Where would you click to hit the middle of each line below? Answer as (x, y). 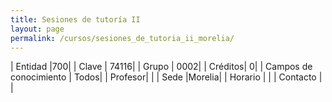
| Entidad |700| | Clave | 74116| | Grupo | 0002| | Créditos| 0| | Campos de (161, 67)
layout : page (37, 29)
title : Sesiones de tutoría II (75, 19)
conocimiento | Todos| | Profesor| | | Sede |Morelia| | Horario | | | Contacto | (166, 77)
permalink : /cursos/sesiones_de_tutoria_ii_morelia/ (122, 38)
